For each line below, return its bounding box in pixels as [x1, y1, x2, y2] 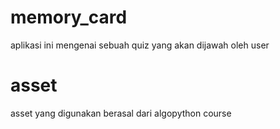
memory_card [10, 6, 128, 29]
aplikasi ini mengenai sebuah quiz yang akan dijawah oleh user [10, 39, 270, 51]
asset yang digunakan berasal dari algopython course [10, 107, 232, 119]
